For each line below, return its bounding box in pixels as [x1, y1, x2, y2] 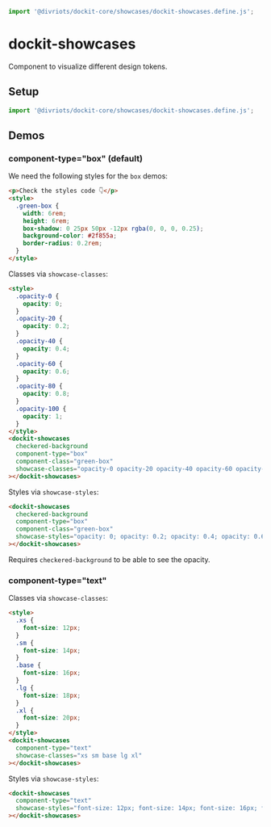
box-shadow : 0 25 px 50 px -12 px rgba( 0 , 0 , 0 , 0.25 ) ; [23, 225, 204, 233]
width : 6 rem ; [23, 209, 67, 217]
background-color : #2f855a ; [23, 232, 117, 240]
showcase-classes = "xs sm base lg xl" [15, 751, 143, 759]
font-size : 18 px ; [23, 691, 81, 699]
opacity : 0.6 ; [23, 367, 70, 376]
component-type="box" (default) [8, 153, 144, 164]
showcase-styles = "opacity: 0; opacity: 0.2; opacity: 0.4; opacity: [15, 533, 251, 541]
